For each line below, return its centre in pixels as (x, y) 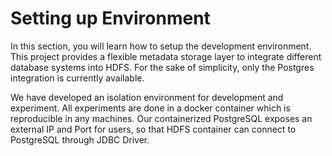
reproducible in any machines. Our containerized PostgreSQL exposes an (161, 118)
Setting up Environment (110, 18)
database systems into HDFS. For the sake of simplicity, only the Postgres (162, 67)
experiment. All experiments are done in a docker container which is (150, 108)
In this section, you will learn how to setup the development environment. (161, 46)
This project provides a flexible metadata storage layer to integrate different (166, 56)
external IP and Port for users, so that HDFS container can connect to (153, 129)
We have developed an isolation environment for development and (147, 97)
